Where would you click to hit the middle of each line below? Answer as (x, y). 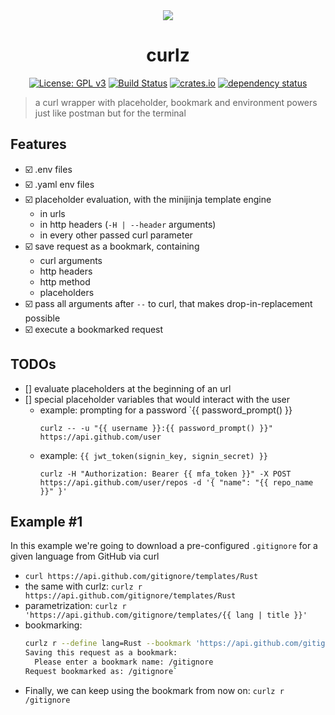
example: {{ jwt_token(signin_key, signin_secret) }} (153, 455)
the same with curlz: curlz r (83, 586)
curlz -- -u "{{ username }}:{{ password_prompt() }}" (156, 428)
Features (38, 144)
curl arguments (71, 260)
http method (65, 281)
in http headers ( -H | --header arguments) (128, 224)
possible (42, 318)
